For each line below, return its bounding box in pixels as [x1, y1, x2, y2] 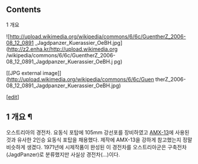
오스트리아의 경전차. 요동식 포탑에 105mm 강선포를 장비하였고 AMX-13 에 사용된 [6, 129, 190, 136]
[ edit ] [6, 93, 20, 100]
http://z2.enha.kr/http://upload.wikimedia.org [8, 45, 118, 53]
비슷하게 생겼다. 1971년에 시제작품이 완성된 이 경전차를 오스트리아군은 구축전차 [6, 143, 187, 150]
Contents [6, 5, 41, 15]
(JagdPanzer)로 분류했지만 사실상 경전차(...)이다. [6, 150, 120, 158]
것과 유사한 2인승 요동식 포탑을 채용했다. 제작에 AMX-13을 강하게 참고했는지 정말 [6, 136, 193, 143]
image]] [42, 69, 62, 76]
